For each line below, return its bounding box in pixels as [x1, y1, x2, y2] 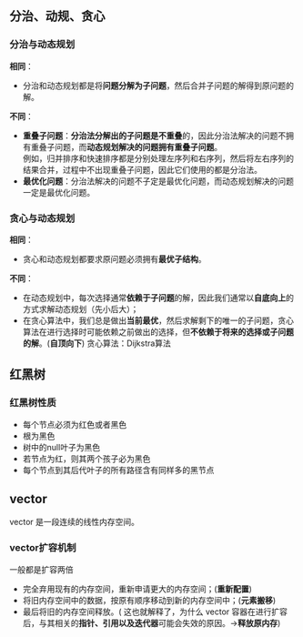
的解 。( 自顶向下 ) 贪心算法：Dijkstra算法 [22, 338, 171, 349]
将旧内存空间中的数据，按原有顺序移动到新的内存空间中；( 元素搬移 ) [22, 594, 277, 605]
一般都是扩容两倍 [9, 563, 74, 575]
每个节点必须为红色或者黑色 [22, 419, 127, 430]
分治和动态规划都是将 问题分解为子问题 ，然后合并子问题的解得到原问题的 [22, 80, 294, 91]
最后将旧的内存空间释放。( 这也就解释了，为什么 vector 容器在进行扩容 [22, 606, 288, 617]
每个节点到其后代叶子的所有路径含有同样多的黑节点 [22, 464, 215, 475]
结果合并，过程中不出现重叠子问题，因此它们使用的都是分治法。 [22, 164, 262, 175]
